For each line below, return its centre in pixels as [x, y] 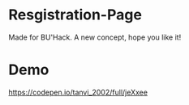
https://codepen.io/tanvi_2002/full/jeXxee [78, 92]
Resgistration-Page [75, 15]
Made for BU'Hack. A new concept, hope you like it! [95, 37]
